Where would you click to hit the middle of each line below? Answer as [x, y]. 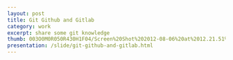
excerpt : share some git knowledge [59, 33]
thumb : [17, 39]
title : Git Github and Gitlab [51, 20]
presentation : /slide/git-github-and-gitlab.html [80, 46]
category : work [29, 26]
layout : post [26, 13]
